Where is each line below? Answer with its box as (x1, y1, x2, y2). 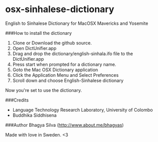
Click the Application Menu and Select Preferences (12, 72, 119, 78)
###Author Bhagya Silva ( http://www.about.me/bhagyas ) (5, 122, 124, 128)
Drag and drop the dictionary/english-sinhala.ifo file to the (12, 51, 133, 57)
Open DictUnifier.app (12, 45, 57, 51)
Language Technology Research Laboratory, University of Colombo (12, 107, 153, 113)
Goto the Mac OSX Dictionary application (12, 67, 98, 73)
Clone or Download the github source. (12, 39, 92, 46)
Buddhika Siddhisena (12, 112, 57, 118)
